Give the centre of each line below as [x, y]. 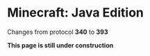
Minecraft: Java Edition [76, 13]
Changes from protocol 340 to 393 [58, 32]
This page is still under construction [60, 45]
